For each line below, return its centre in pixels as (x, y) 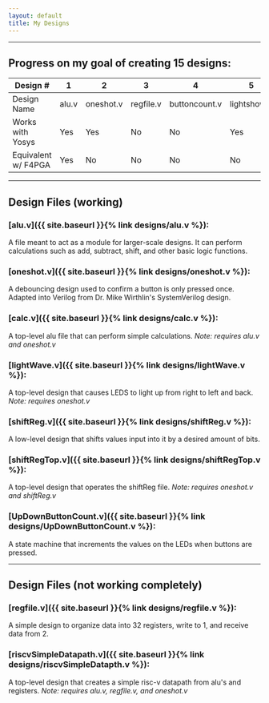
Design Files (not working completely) (105, 585)
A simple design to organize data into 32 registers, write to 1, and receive (128, 625)
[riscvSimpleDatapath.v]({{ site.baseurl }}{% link (106, 655)
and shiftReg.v (32, 496)
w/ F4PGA (31, 165)
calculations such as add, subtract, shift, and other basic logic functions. (128, 251)
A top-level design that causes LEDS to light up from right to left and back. (131, 392)
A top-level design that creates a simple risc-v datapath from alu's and (125, 682)
